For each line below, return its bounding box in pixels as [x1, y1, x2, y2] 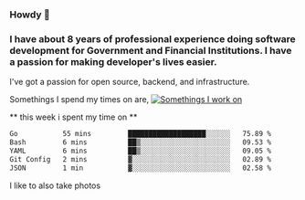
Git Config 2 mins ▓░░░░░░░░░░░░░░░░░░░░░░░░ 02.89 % [9, 154, 272, 163]
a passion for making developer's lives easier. [9, 55, 217, 68]
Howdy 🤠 [9, 8, 50, 21]
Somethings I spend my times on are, [9, 94, 150, 105]
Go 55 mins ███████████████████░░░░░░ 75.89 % [9, 130, 272, 139]
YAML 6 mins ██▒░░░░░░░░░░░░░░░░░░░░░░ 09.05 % [9, 146, 272, 155]
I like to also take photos [9, 180, 101, 191]
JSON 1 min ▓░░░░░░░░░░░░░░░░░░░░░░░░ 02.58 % [9, 163, 272, 173]
